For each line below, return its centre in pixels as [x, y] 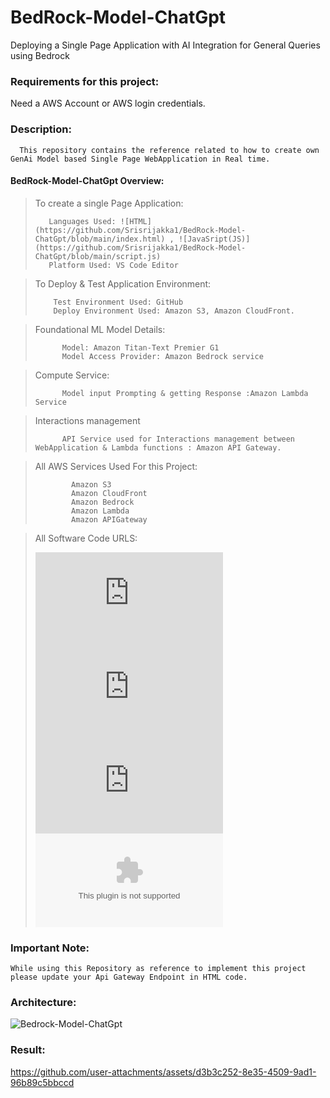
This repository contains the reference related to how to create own [169, 150]
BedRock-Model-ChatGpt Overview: [87, 181]
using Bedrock [40, 55]
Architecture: [43, 1002]
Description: [41, 129]
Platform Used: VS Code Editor [113, 265]
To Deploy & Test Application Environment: [123, 283]
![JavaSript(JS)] [214, 239]
